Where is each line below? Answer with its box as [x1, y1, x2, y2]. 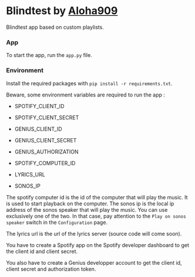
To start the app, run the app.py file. [6, 52, 92, 59]
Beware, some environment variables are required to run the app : [6, 91, 166, 98]
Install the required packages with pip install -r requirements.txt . [6, 79, 173, 86]
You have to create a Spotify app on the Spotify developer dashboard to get [6, 241, 189, 248]
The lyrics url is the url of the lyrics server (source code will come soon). [6, 230, 182, 237]
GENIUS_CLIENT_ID [14, 125, 63, 132]
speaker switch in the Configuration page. [6, 219, 107, 226]
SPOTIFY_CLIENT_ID [14, 102, 65, 109]
